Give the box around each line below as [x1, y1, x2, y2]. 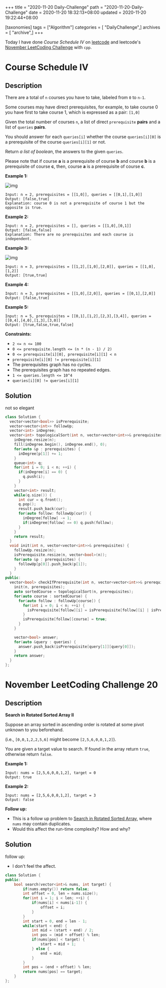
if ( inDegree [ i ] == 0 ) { [18, 470, 68, 474]
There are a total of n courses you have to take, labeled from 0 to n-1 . [5, 94, 146, 100]
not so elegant [5, 405, 35, 411]
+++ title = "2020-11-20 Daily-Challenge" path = [5, 4, 104, 10]
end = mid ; [40, 951, 63, 956]
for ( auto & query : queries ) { [14, 639, 77, 645]
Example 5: [5, 304, 29, 310]
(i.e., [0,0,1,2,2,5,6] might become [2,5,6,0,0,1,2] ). [5, 737, 117, 743]
